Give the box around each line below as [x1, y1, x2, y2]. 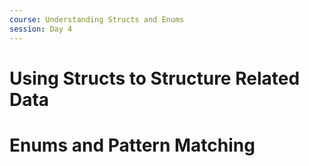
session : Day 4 [9, 24, 73, 34]
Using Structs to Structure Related [9, 67, 301, 90]
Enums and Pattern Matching [9, 134, 256, 156]
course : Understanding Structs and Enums [9, 14, 185, 25]
